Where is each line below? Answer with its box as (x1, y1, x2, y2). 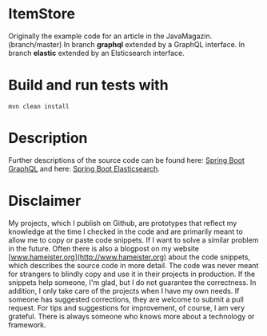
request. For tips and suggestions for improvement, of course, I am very (8, 302, 245, 312)
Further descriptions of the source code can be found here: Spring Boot (8, 155, 245, 164)
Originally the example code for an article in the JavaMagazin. (8, 31, 213, 41)
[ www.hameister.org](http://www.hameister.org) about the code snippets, (8, 252, 250, 262)
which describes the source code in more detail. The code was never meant (8, 260, 259, 270)
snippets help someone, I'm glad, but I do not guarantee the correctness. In (8, 277, 257, 287)
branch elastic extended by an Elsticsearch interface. (8, 48, 185, 57)
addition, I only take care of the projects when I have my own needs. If (8, 286, 240, 295)
